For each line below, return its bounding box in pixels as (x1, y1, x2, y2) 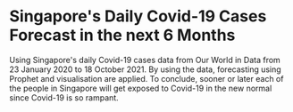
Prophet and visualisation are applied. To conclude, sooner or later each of (9, 73, 284, 84)
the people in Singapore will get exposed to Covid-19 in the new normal (9, 83, 272, 93)
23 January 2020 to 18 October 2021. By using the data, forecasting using (9, 64, 281, 75)
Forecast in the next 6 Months (9, 25, 236, 45)
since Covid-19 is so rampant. (9, 92, 119, 103)
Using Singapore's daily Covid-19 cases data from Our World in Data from (9, 54, 281, 65)
